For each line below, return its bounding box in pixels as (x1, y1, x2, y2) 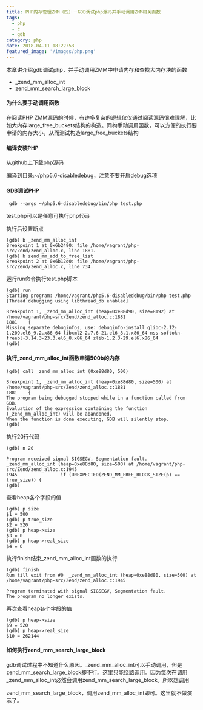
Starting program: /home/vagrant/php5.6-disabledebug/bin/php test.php (6, 293, 191, 299)
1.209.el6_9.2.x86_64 (6, 330, 61, 336)
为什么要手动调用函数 (6, 99, 59, 106)
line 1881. (68, 248, 96, 254)
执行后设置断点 (6, 225, 44, 232)
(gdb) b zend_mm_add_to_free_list (6, 253, 94, 259)
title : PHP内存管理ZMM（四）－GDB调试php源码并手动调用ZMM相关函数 (6, 9, 161, 15)
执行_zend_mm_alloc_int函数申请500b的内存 (6, 354, 120, 361)
